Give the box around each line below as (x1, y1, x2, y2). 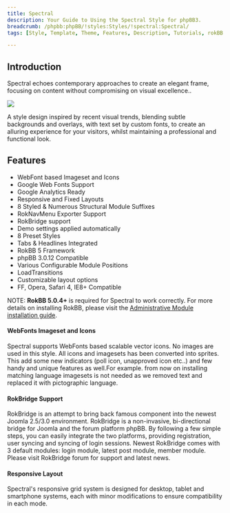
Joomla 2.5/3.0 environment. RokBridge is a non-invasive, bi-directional (7, 417, 211, 425)
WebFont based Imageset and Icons (17, 173, 120, 181)
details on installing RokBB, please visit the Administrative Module (7, 303, 194, 312)
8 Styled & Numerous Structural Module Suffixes (17, 202, 155, 210)
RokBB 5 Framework (17, 246, 76, 254)
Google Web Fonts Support (17, 180, 94, 188)
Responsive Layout (7, 470, 63, 478)
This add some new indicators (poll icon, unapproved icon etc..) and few (7, 356, 213, 365)
